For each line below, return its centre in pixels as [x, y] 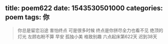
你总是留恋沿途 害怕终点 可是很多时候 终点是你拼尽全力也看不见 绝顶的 [90, 30]
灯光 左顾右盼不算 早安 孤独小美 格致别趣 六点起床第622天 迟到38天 [87, 36]
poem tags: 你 [27, 17]
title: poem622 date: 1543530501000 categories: [84, 8]
